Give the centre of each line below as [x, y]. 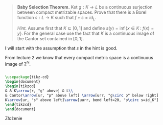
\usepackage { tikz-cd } [27, 77]
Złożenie [14, 118]
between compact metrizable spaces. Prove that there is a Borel [82, 12]
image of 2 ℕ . [18, 63]
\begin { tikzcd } [21, 86]
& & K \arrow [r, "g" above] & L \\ [39, 91]
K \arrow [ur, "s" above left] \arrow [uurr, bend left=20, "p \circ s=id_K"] [82, 100]
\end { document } [21, 109]
